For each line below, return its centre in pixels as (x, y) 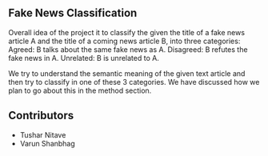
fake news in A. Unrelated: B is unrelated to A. (84, 58)
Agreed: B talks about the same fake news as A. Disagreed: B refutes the (128, 49)
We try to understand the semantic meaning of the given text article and (127, 73)
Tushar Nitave (43, 134)
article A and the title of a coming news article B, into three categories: (124, 41)
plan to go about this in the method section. (80, 90)
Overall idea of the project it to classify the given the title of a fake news (127, 32)
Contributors (41, 116)
